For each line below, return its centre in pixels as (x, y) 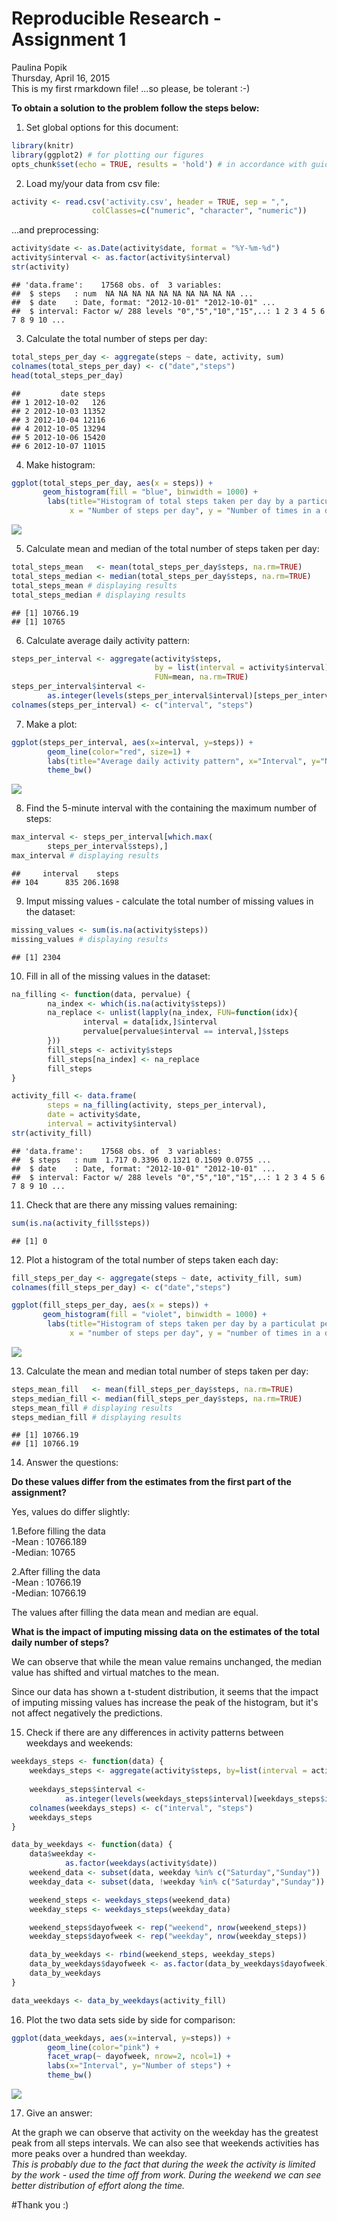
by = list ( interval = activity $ (221, 668)
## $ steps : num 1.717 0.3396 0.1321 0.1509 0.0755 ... (141, 1160)
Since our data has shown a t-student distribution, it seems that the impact (165, 1692)
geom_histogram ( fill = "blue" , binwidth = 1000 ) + (150, 492)
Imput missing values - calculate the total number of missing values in (169, 901)
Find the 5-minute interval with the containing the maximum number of (171, 808)
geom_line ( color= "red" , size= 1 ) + (119, 752)
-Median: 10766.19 (49, 1593)
